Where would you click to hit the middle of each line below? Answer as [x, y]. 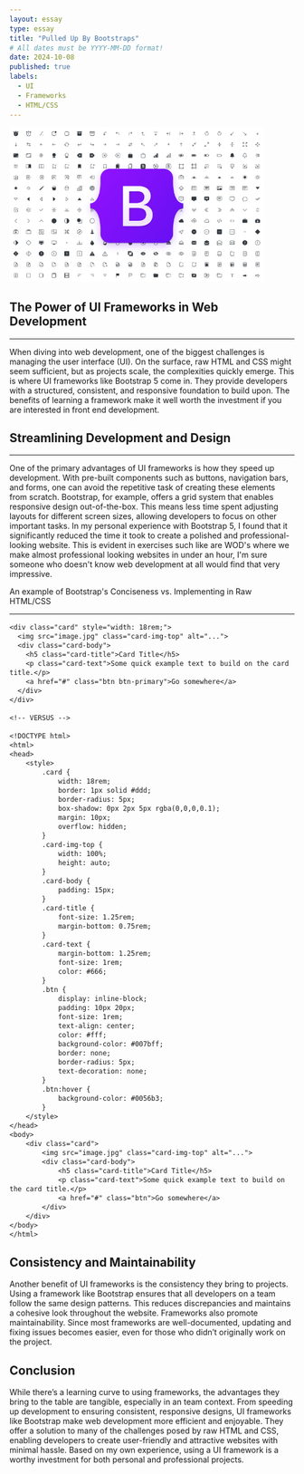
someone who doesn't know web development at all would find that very [145, 564]
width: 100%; [82, 854]
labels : [24, 77]
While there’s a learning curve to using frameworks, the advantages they [145, 1392]
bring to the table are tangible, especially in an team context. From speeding [152, 1402]
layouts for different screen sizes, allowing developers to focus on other [143, 516]
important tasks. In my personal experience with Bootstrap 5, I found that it [148, 526]
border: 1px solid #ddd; [104, 791]
